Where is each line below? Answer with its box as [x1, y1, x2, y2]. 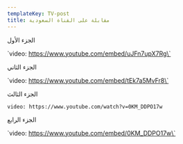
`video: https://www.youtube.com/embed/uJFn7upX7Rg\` [7, 49, 171, 58]
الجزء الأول [7, 35, 36, 44]
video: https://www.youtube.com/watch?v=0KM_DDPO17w [7, 103, 163, 110]
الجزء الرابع [7, 115, 37, 124]
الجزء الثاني [7, 63, 37, 71]
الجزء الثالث [7, 90, 38, 98]
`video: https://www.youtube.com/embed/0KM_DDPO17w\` [7, 129, 176, 137]
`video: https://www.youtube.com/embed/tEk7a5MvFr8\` [7, 76, 169, 84]
